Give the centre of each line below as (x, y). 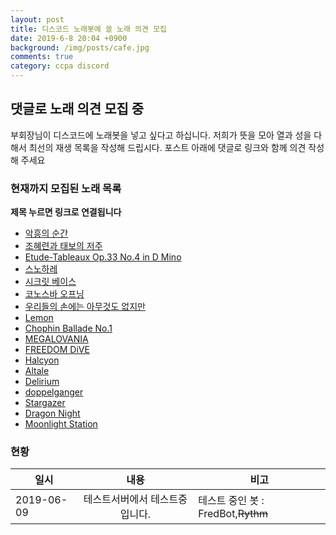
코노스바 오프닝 (54, 294)
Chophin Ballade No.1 (68, 328)
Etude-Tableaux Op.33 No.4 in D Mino (103, 257)
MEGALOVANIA (56, 339)
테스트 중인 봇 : (231, 501)
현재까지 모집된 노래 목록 (66, 188)
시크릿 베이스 (50, 282)
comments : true (42, 57)
